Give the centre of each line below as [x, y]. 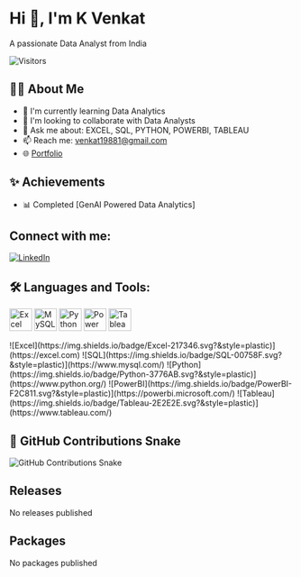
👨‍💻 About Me [47, 89]
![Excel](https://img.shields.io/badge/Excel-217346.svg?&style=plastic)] [142, 345]
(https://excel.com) [45, 355]
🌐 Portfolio [42, 153]
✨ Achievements [57, 183]
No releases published [51, 512]
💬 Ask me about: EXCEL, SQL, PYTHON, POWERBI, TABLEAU [136, 130]
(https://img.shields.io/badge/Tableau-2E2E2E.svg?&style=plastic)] [134, 403]
